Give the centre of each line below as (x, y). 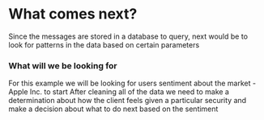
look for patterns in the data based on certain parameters (104, 44)
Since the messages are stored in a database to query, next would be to (128, 36)
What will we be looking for (63, 65)
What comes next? (73, 14)
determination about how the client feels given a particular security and (128, 101)
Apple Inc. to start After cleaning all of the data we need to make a (119, 92)
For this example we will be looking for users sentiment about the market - (132, 83)
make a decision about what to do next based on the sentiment (113, 109)
